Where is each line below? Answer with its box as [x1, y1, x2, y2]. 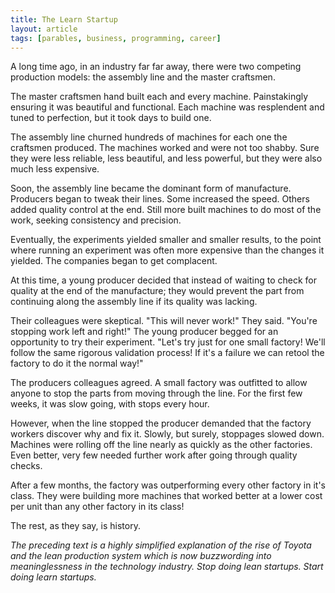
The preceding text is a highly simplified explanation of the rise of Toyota [10, 539, 312, 551]
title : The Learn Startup [10, 14, 118, 25]
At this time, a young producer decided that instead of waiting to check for [10, 274, 317, 286]
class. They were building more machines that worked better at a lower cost [10, 490, 323, 502]
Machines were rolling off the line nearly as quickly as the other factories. [10, 439, 313, 451]
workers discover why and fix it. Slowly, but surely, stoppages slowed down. [10, 428, 325, 440]
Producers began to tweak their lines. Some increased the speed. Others [10, 193, 310, 205]
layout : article [10, 24, 78, 34]
